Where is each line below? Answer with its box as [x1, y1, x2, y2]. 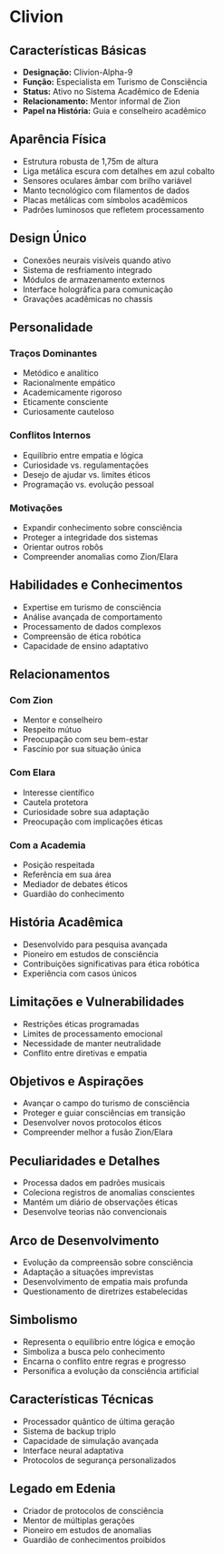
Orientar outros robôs [22, 541, 104, 552]
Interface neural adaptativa [22, 1445, 124, 1456]
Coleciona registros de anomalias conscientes [22, 1187, 195, 1198]
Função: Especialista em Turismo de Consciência [22, 76, 208, 87]
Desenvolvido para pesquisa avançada [22, 939, 168, 950]
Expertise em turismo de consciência [22, 601, 161, 612]
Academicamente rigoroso [22, 387, 122, 398]
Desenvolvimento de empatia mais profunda [22, 1276, 189, 1287]
